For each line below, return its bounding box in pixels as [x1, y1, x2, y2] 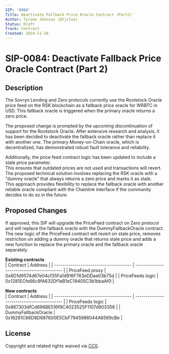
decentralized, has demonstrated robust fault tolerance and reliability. [5, 145, 150, 150]
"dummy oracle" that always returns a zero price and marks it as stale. [5, 175, 152, 182]
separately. [5, 246, 29, 253]
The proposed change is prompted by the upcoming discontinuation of [5, 123, 153, 129]
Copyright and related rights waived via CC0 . [5, 342, 99, 349]
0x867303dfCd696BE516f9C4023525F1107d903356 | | [5, 304, 120, 310]
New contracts [5, 288, 37, 294]
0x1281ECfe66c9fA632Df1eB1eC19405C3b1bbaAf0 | [5, 278, 114, 284]
